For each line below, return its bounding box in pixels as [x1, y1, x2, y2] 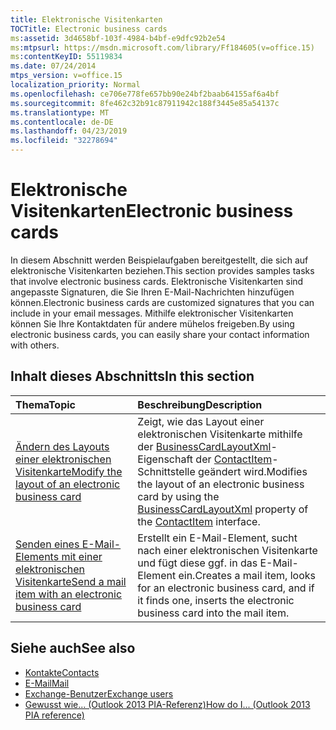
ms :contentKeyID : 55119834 [10, 52, 123, 62]
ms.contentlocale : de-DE [10, 117, 114, 127]
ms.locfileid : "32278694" [10, 136, 118, 146]
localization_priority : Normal [10, 80, 141, 90]
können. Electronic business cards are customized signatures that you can [10, 296, 315, 308]
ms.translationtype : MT [10, 107, 110, 118]
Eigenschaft [137, 452, 194, 466]
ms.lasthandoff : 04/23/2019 [10, 126, 128, 136]
